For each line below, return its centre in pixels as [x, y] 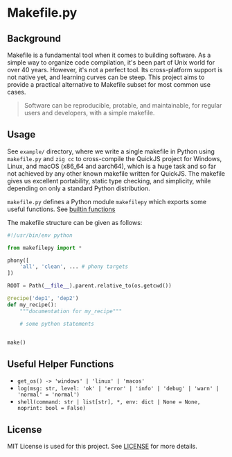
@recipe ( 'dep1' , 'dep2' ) [43, 299]
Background [34, 39]
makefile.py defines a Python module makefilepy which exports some [107, 201]
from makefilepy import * [44, 248]
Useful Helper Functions [61, 364]
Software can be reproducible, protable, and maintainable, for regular [123, 105]
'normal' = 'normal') [48, 395]
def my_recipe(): [32, 305]
